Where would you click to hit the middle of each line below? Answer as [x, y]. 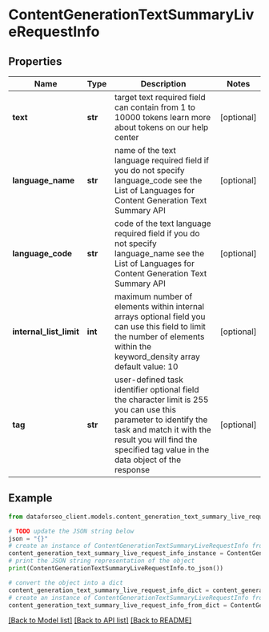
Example [30, 498]
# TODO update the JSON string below [71, 531]
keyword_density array [157, 356]
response [132, 470]
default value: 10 [147, 366]
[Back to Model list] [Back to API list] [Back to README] [100, 620]
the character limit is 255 [162, 400]
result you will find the [156, 440]
